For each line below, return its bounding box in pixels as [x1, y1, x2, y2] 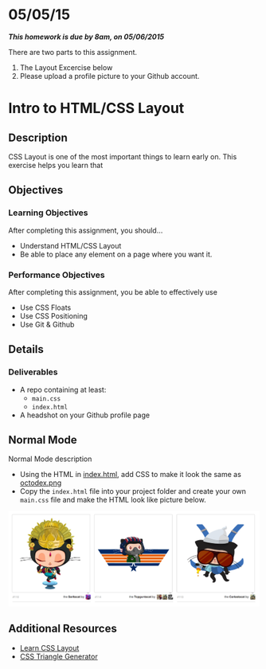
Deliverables [8, 366, 58, 378]
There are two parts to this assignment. [8, 47, 138, 57]
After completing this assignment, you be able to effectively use [8, 287, 217, 296]
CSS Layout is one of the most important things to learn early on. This [8, 151, 237, 161]
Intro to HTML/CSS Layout [8, 100, 185, 117]
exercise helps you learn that [8, 160, 104, 170]
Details [8, 342, 44, 356]
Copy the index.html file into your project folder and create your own [19, 487, 247, 496]
